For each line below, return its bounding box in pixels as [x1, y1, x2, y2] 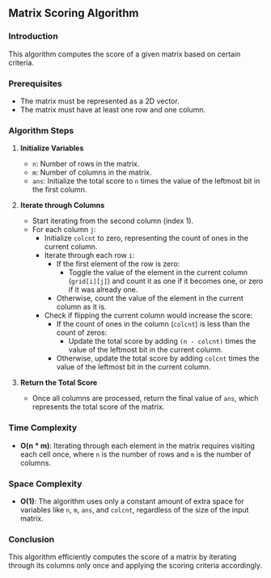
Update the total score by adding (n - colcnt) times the [68, 336, 256, 346]
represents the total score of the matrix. [32, 402, 165, 411]
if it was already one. [68, 285, 138, 294]
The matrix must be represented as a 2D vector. [19, 96, 180, 106]
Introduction [8, 31, 58, 42]
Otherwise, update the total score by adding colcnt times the [56, 353, 260, 363]
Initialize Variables [19, 143, 84, 153]
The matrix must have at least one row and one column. [19, 104, 206, 114]
